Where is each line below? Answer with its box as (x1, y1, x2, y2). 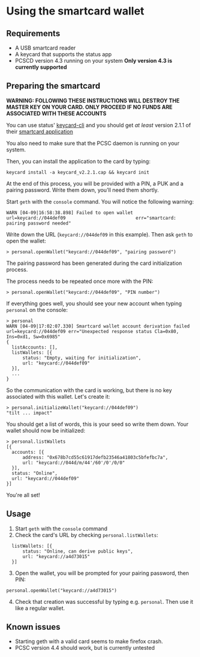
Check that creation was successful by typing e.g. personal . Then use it (14, 598, 194, 605)
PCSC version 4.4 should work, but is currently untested (14, 644, 155, 652)
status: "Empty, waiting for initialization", (22, 355, 142, 361)
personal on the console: (6, 306, 68, 313)
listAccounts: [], (11, 344, 58, 351)
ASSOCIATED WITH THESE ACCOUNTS (6, 110, 107, 117)
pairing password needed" (6, 220, 71, 226)
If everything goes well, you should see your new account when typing (6, 300, 182, 307)
